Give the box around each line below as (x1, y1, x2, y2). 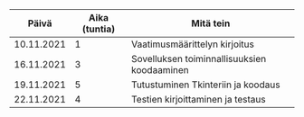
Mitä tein (191, 17, 231, 30)
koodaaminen (130, 64, 189, 76)
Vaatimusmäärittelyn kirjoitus (130, 38, 255, 50)
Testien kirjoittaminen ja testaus (130, 94, 266, 105)
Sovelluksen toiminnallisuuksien (130, 53, 267, 65)
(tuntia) (81, 22, 116, 35)
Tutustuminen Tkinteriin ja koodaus (130, 78, 280, 91)
